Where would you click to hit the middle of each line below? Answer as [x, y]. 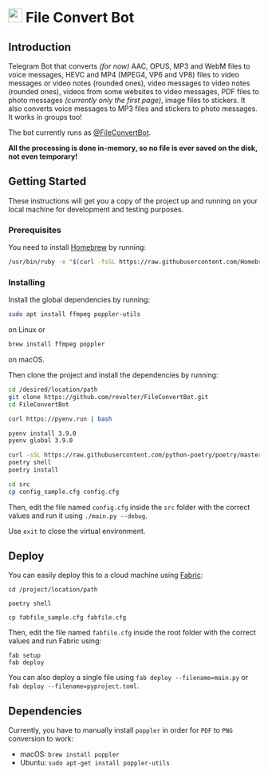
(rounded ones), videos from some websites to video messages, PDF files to [134, 91]
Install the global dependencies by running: [79, 300]
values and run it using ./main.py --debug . [78, 516]
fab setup [25, 656]
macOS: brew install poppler [69, 754]
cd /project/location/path [53, 590]
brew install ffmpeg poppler [57, 344]
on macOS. [27, 360]
